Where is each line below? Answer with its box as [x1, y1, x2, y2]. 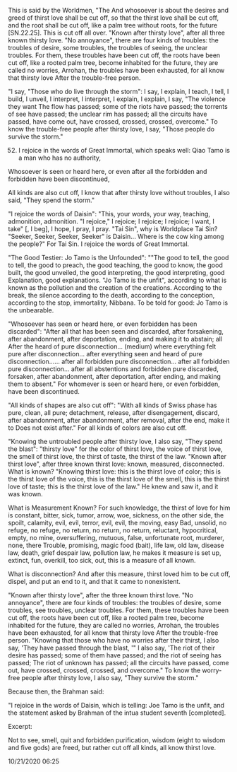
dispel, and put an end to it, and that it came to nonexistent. [8, 578, 181, 585]
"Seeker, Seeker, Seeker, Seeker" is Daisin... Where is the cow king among [8, 233, 224, 240]
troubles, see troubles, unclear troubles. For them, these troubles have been [8, 606, 229, 614]
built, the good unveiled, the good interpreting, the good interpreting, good [8, 269, 225, 276]
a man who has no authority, [18, 153, 102, 162]
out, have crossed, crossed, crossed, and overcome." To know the [8, 666, 201, 674]
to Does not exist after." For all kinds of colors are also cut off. [8, 423, 188, 432]
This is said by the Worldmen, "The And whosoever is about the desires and [8, 6, 229, 14]
